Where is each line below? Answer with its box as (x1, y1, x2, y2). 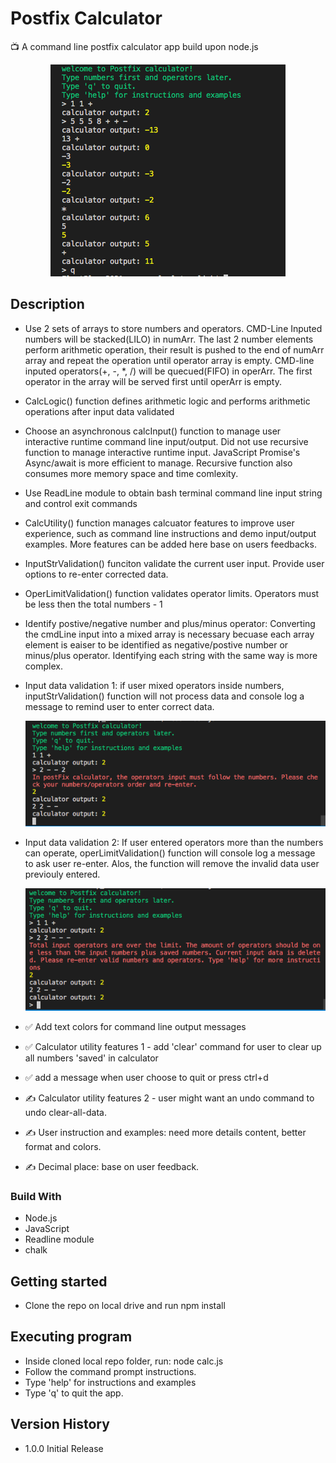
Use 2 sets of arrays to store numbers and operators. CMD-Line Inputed (24, 322, 323, 334)
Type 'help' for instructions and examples (24, 1376, 197, 1388)
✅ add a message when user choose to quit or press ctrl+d (24, 1071, 269, 1083)
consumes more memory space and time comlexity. (24, 467, 239, 479)
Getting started (10, 1273, 108, 1290)
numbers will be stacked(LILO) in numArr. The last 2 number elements (24, 333, 314, 345)
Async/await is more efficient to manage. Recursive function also (24, 457, 293, 469)
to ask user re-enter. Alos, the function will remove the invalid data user (24, 857, 320, 869)
